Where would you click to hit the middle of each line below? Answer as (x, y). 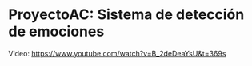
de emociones (56, 31)
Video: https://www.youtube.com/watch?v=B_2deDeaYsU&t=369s (117, 53)
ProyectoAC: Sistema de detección (126, 15)
